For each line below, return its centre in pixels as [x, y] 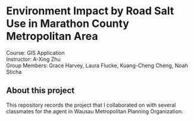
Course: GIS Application [36, 52]
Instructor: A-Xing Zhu [33, 59]
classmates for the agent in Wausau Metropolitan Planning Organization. [95, 111]
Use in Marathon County [68, 24]
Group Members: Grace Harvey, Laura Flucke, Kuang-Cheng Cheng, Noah [97, 65]
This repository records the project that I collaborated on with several [91, 105]
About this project [40, 91]
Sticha [14, 72]
